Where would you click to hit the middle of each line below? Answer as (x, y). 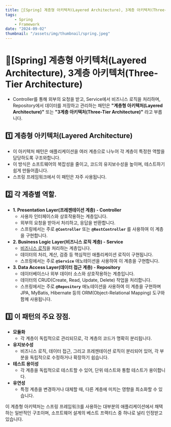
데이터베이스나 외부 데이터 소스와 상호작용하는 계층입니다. (77, 274)
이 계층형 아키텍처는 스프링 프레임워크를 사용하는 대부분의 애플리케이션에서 (79, 407)
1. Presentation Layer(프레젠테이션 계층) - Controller (67, 210)
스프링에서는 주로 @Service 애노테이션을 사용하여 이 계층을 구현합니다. (90, 261)
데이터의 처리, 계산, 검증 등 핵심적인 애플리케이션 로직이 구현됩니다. (87, 254)
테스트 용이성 (26, 364)
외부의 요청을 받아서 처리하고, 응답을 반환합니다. (68, 223)
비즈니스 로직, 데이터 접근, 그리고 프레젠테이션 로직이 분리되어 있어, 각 (89, 351)
